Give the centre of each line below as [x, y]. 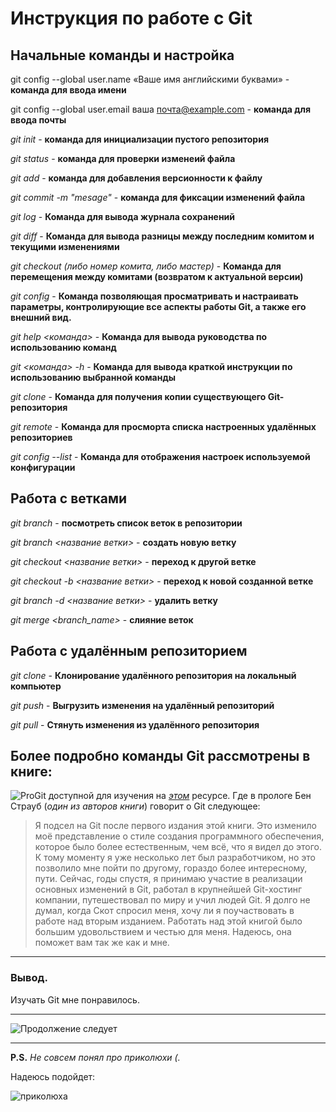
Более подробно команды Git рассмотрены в [160, 756]
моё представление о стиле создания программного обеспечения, [179, 836]
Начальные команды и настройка [122, 55]
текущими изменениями [65, 246]
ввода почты [38, 120]
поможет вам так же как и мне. [102, 943]
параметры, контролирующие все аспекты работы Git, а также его [158, 306]
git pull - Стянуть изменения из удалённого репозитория [135, 724]
